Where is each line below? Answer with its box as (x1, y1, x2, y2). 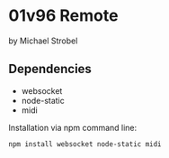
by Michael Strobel (8, 35, 78, 46)
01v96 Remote (8, 5, 119, 26)
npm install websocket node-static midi (8, 139, 163, 149)
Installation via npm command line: (8, 122, 138, 133)
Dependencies (8, 61, 92, 77)
